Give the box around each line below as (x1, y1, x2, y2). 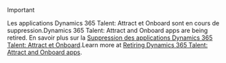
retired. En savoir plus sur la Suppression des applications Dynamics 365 (7, 34, 213, 42)
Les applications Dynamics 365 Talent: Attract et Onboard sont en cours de (7, 19, 220, 27)
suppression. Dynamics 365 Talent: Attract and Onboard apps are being (7, 27, 208, 34)
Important (7, 6, 35, 14)
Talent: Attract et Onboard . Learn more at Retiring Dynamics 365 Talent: (7, 41, 208, 49)
